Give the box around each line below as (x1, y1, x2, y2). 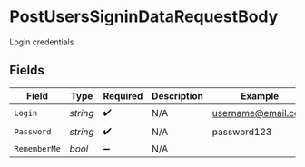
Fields (9, 63, 45, 78)
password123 (212, 125, 272, 138)
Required (103, 89, 143, 102)
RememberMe (14, 143, 61, 153)
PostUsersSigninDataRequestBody (9, 6, 279, 27)
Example (240, 89, 280, 102)
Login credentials (9, 36, 74, 47)
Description (151, 89, 204, 102)
